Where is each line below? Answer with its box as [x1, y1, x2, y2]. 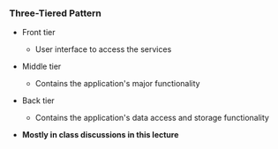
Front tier [21, 27, 56, 38]
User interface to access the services [34, 44, 172, 55]
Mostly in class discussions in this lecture [21, 130, 179, 140]
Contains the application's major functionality [34, 78, 200, 89]
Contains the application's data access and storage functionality [34, 113, 269, 123]
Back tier [21, 95, 55, 106]
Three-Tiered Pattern [9, 7, 101, 19]
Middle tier [21, 61, 62, 72]
